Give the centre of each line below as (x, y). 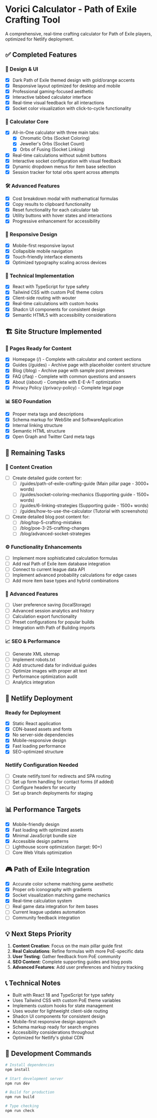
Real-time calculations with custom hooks (55, 304)
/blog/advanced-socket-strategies (55, 534)
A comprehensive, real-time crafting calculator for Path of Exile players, (78, 34)
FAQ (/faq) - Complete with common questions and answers (74, 376)
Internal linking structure (37, 425)
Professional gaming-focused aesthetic (53, 91)
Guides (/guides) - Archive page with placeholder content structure (81, 365)
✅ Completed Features (41, 55)
